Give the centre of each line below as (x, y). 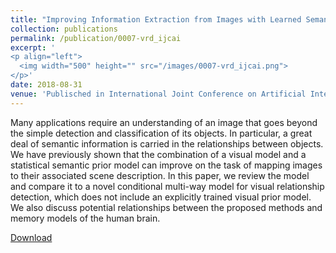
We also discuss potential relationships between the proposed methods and (166, 207)
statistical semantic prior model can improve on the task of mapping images (166, 165)
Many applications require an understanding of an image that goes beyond (164, 122)
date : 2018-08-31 (46, 85)
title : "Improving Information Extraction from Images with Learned (156, 19)
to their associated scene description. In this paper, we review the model (160, 175)
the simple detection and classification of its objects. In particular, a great (161, 133)
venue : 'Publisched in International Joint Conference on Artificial (158, 94)
